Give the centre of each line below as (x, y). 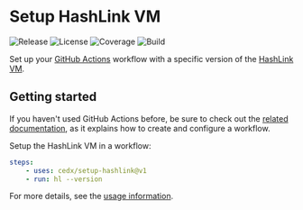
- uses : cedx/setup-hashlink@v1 (86, 170)
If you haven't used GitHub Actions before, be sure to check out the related (149, 118)
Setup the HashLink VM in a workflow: (80, 145)
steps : (22, 162)
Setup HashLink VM (85, 17)
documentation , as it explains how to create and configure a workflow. (140, 128)
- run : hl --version (64, 179)
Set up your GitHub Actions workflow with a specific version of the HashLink (151, 59)
